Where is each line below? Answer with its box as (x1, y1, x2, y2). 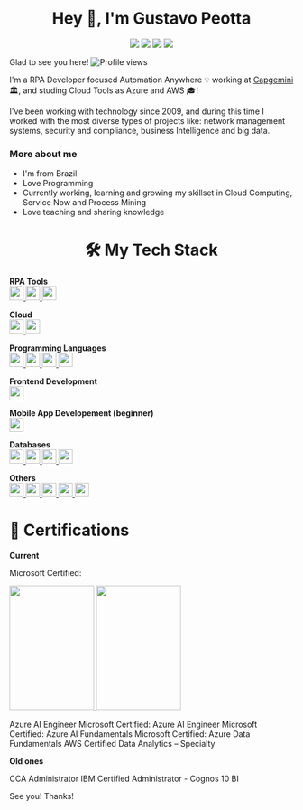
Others (9, 473, 36, 484)
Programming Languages (9, 343, 106, 353)
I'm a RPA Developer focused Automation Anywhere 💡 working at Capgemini (9, 74, 294, 85)
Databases (9, 439, 51, 450)
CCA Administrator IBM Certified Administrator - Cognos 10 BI (9, 773, 239, 785)
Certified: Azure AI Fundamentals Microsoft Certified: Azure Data (9, 729, 251, 739)
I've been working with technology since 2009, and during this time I (9, 106, 264, 117)
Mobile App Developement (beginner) (9, 408, 154, 419)
